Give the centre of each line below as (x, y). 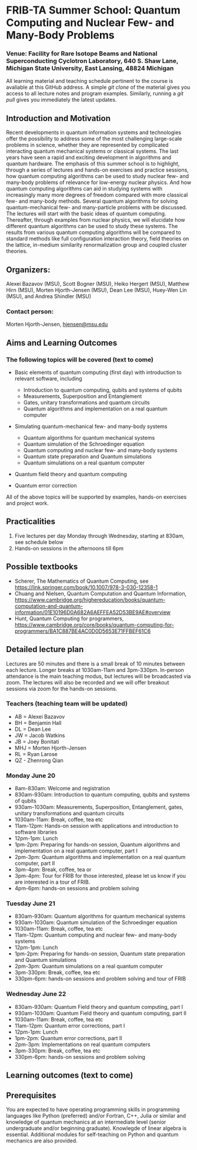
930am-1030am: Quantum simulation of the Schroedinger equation (96, 922)
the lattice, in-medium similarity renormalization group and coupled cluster (96, 245)
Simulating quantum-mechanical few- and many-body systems (91, 426)
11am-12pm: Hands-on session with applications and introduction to (96, 826)
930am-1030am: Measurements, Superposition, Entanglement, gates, (99, 807)
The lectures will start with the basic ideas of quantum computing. (86, 214)
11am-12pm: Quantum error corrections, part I (70, 1025)
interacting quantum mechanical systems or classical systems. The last (92, 151)
